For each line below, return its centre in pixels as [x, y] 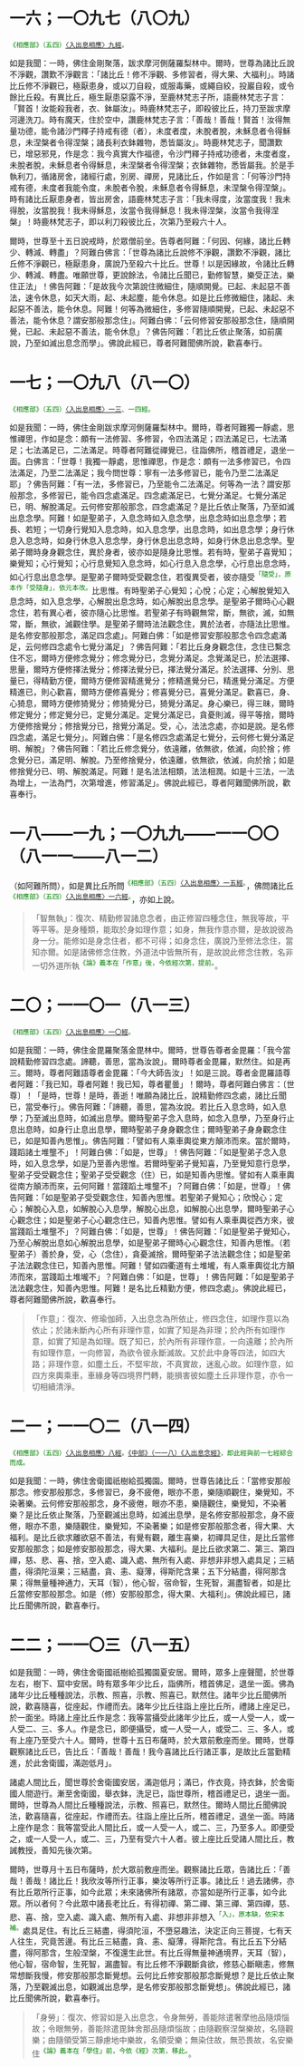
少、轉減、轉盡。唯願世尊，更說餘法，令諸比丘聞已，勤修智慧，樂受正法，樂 [152, 275]
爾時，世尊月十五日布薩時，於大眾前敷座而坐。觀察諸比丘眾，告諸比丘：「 [146, 1869]
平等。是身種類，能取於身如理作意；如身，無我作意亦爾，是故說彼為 [166, 929]
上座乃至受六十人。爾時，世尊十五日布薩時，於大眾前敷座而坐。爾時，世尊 [156, 1740]
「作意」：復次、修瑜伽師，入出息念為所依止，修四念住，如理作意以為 [160, 1319]
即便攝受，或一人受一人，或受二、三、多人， [203, 1729]
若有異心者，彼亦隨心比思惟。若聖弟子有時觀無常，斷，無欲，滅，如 [160, 613]
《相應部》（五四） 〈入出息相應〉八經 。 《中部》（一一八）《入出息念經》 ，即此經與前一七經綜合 [152, 1453]
